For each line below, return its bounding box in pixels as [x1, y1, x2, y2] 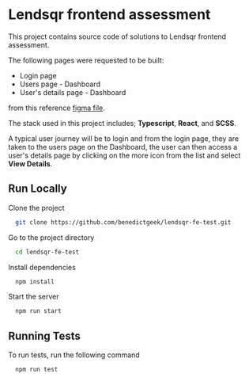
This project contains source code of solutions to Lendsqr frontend [8, 32, 227, 41]
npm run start [15, 307, 62, 315]
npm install [15, 277, 55, 286]
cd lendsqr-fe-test [15, 248, 80, 256]
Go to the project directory [8, 232, 95, 242]
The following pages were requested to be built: [8, 55, 164, 65]
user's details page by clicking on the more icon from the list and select [8, 150, 241, 160]
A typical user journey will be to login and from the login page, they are [8, 133, 240, 143]
